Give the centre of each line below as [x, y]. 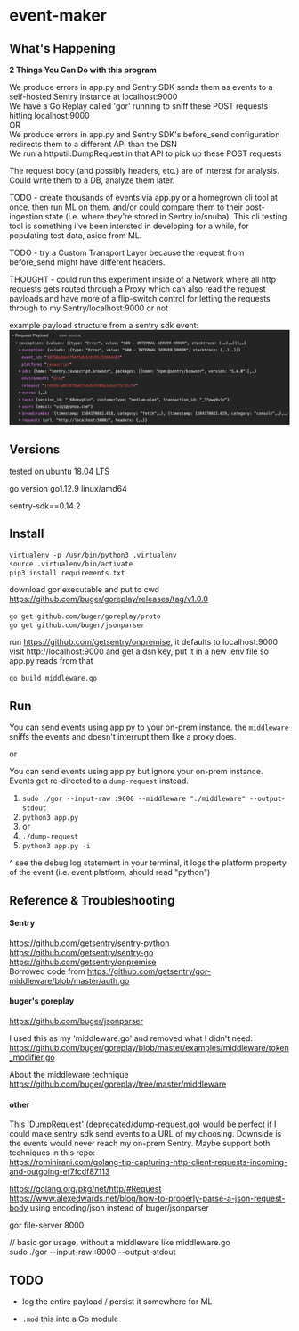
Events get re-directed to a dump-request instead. [99, 781]
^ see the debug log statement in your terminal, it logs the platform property [148, 863]
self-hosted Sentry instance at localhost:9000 [93, 96]
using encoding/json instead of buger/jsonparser [119, 1208]
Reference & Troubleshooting [92, 901]
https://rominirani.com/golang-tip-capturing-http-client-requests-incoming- [149, 1162]
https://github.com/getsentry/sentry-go [81, 952]
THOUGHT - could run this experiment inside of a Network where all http [143, 279]
